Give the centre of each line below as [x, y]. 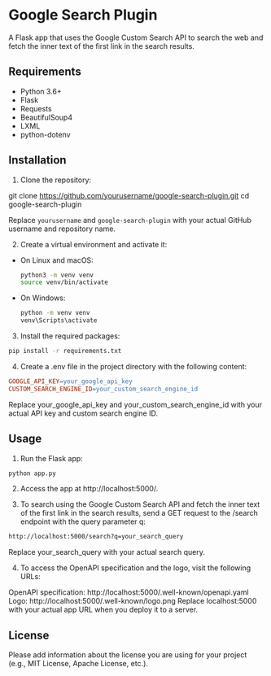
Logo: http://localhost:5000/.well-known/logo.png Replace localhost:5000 [133, 601]
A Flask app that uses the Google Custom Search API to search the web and [136, 37]
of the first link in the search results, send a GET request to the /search [139, 513]
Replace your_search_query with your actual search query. [107, 552]
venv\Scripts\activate [59, 321]
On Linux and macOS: [57, 260]
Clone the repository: [56, 180]
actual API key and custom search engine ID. [83, 413]
